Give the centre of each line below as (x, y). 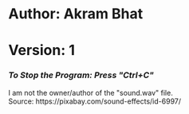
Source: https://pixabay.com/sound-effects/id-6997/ (95, 101)
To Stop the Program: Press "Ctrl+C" (81, 75)
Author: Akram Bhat (76, 14)
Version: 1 (42, 51)
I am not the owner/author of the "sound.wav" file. (91, 92)
